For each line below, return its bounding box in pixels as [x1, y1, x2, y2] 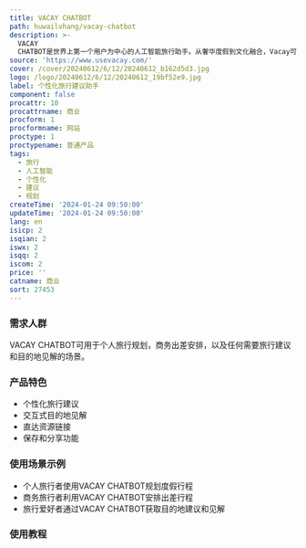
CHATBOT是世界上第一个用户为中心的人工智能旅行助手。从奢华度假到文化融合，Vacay [17, 47, 291, 57]
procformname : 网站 [9, 124, 81, 133]
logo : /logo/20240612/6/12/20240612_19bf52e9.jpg [9, 73, 202, 82]
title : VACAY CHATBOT [9, 13, 92, 23]
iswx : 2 [9, 243, 39, 252]
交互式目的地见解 [22, 410, 87, 421]
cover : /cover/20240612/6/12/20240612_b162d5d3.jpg [9, 65, 209, 74]
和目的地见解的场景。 [9, 351, 89, 362]
